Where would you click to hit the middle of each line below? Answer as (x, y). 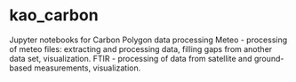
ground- (269, 58)
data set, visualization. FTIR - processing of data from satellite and (131, 58)
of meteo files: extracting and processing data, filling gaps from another (141, 48)
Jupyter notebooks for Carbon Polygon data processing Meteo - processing (148, 40)
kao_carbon (54, 15)
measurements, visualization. (88, 68)
